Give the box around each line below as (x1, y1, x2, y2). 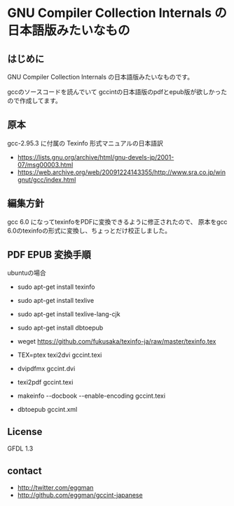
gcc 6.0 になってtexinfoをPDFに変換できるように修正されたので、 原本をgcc (7, 217, 228, 226)
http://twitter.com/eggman (17, 484, 94, 492)
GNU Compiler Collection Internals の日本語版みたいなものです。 (7, 73, 194, 81)
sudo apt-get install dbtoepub (17, 323, 104, 332)
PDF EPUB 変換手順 (7, 249, 91, 261)
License (7, 425, 43, 438)
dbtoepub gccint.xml (17, 406, 78, 414)
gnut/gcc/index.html (17, 175, 76, 183)
